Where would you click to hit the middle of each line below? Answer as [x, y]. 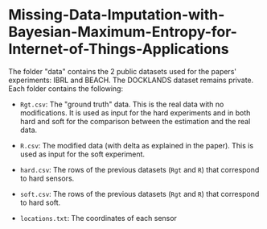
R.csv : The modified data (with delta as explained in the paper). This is [137, 145]
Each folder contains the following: [66, 88]
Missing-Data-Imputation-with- [117, 15]
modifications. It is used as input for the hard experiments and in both [135, 112]
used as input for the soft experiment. [82, 154]
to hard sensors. [47, 178]
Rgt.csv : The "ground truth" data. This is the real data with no [122, 104]
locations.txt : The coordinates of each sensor [98, 218]
